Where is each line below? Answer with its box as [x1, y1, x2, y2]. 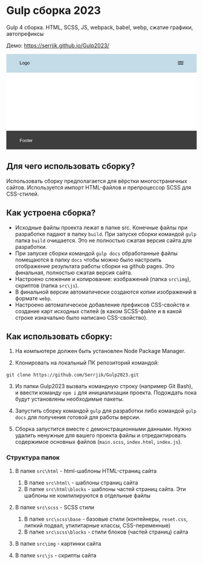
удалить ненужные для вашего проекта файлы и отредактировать [14, 432, 187, 439]
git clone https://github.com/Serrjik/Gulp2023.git [6, 372, 139, 378]
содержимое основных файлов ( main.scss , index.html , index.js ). [14, 438, 182, 446]
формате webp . [14, 294, 53, 302]
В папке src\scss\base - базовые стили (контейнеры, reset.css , [24, 515, 188, 523]
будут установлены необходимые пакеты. [14, 395, 124, 403]
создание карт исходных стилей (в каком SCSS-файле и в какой [14, 307, 182, 315]
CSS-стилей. [6, 190, 39, 197]
